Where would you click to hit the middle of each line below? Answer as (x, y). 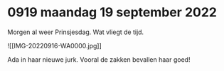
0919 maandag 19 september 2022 (112, 12)
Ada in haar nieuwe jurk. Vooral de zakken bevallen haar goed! (99, 59)
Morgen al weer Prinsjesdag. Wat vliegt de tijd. (76, 32)
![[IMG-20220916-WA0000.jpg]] (54, 45)
